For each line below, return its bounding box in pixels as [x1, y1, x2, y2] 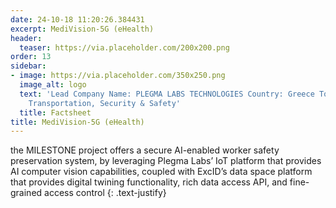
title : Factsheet [19, 107, 92, 118]
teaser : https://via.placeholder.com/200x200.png [19, 42, 230, 53]
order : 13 [10, 52, 52, 62]
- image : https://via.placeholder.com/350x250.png [10, 71, 226, 81]
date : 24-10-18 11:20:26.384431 [10, 14, 145, 25]
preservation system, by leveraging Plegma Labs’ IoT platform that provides [10, 155, 322, 167]
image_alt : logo [19, 80, 87, 90]
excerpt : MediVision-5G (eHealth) [10, 24, 155, 34]
